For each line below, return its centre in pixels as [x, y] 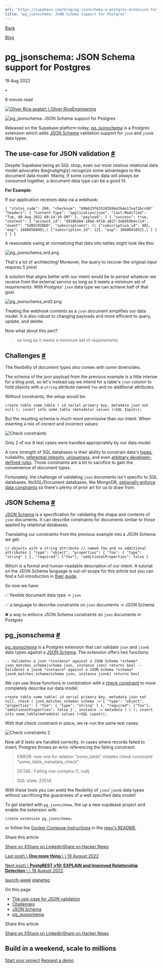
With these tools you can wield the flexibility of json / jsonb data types [75, 790]
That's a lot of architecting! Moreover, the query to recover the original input [81, 262]
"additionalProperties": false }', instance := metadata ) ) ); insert [79, 710]
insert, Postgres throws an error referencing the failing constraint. [71, 747]
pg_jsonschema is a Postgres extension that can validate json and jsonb [77, 647]
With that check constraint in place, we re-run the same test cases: [72, 723]
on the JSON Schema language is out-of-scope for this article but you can [79, 571]
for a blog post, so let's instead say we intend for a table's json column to [78, 382]
